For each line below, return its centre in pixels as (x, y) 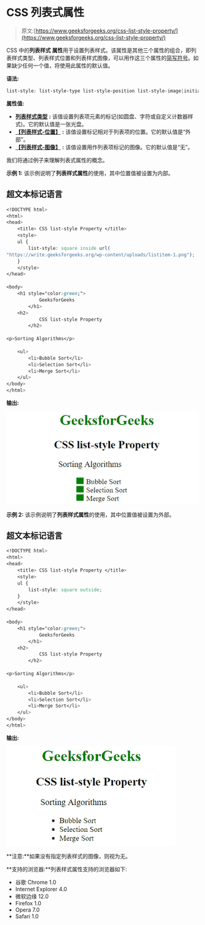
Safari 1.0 (27, 916)
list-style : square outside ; (65, 590)
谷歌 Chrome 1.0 (36, 882)
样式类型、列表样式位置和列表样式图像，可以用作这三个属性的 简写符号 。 (102, 58)
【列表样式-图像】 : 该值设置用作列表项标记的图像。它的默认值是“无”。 (104, 147)
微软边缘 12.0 (32, 896)
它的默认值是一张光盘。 (57, 124)
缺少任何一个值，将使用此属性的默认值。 (62, 66)
